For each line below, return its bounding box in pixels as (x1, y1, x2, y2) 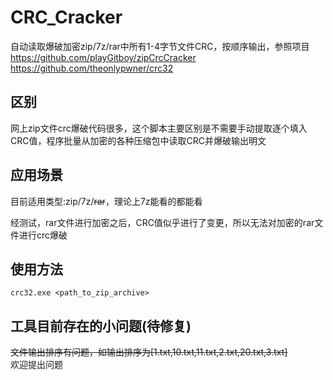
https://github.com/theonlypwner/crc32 (10, 62, 174, 74)
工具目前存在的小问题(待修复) (10, 317, 192, 335)
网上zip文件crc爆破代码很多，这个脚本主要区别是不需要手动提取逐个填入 (10, 122, 308, 134)
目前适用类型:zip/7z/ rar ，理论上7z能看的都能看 (10, 195, 203, 207)
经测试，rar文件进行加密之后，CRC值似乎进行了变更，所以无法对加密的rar (10, 216, 315, 228)
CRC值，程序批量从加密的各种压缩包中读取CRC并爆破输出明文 (10, 134, 267, 146)
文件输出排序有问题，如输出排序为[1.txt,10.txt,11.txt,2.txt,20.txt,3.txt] (10, 346, 288, 358)
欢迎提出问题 (10, 359, 63, 371)
